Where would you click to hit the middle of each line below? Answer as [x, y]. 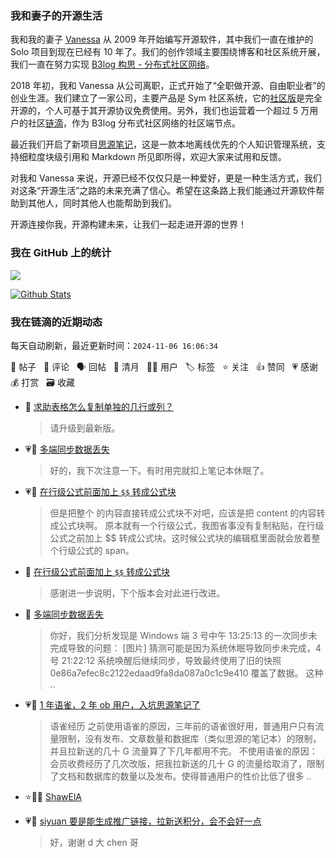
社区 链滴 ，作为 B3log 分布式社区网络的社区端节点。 [134, 123]
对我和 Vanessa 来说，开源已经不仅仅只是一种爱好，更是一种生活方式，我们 [166, 178]
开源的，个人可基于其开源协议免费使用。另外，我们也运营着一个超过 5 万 [160, 111]
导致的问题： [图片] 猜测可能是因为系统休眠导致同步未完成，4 [194, 648]
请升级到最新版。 [85, 428]
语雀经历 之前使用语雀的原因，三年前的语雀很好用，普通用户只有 [182, 726]
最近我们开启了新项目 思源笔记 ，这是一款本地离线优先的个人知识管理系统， [163, 144]
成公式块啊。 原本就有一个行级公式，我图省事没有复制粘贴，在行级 [187, 525]
